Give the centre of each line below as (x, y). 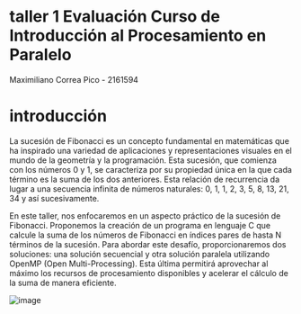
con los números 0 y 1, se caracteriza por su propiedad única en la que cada (150, 169)
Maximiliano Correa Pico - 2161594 (74, 79)
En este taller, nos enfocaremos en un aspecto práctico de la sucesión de (145, 215)
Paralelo (40, 55)
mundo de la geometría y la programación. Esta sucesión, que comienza (143, 160)
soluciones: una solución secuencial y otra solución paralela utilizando (140, 254)
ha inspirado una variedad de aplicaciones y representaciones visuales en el (150, 150)
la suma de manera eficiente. (63, 283)
